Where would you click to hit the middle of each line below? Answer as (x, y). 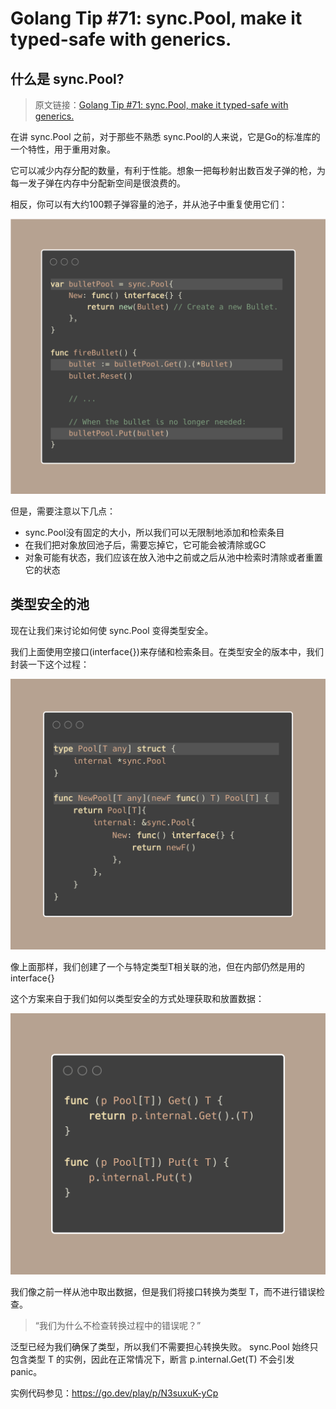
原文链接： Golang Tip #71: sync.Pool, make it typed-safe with (161, 105)
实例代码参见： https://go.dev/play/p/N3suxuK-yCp (114, 1393)
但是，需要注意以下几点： (63, 511)
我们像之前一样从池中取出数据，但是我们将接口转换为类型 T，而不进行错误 (163, 1291)
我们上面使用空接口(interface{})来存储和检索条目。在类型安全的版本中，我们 (167, 651)
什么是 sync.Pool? (67, 78)
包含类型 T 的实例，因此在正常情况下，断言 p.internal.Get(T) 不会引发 (152, 1359)
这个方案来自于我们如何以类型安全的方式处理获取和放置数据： (137, 998)
